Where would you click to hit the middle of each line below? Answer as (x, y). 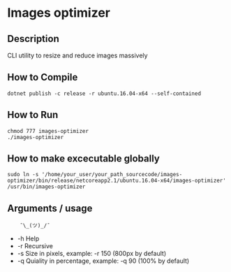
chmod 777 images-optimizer (48, 131)
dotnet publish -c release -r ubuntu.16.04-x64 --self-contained (104, 93)
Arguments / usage (50, 208)
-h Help (28, 238)
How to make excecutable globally (84, 159)
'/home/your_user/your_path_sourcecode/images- (112, 175)
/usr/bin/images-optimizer (46, 187)
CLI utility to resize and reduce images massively (77, 55)
